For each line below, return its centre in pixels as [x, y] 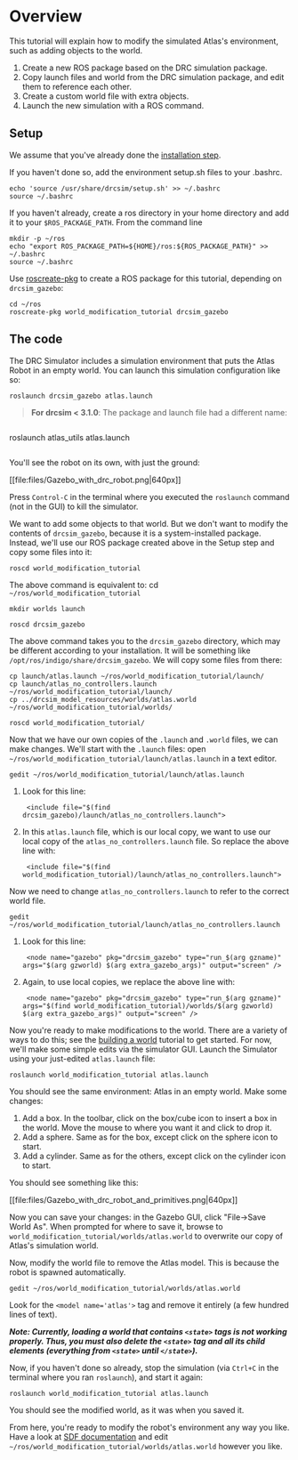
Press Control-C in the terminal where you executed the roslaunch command [149, 496]
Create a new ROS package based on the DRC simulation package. [145, 68]
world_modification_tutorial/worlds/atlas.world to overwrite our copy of [146, 1236]
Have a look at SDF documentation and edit [89, 1436]
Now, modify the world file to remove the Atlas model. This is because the [145, 1262]
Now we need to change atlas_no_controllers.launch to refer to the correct [149, 891]
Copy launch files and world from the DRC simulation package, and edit [153, 77]
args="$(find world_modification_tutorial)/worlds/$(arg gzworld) [148, 1006]
